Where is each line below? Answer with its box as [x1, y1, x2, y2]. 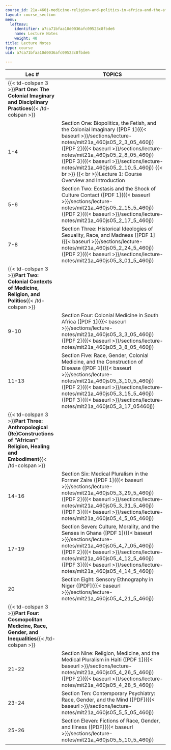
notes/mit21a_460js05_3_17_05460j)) [61, 403, 155, 410]
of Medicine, [8, 284, 39, 291]
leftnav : [10, 21, 28, 27]
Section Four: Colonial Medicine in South [61, 312, 159, 319]
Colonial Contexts [8, 278, 52, 285]
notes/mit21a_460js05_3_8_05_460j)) [61, 343, 154, 350]
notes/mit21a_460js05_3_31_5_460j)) [61, 502, 154, 509]
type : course [5, 45, 33, 50]
